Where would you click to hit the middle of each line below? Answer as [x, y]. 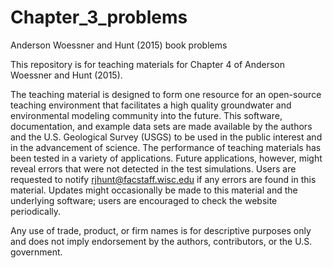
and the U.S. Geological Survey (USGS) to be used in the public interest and [166, 137]
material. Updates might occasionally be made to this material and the [154, 190]
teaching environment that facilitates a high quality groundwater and [151, 105]
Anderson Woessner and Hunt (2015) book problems [119, 45]
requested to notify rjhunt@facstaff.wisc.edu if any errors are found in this [163, 179]
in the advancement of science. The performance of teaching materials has [166, 147]
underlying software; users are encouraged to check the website [144, 200]
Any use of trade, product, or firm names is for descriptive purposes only [161, 230]
